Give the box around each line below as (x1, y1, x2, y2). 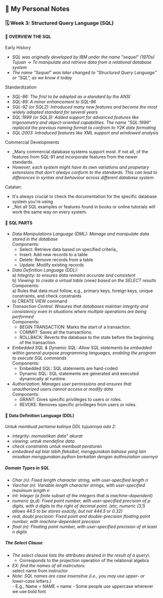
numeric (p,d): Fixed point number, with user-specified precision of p (12, 498, 151, 504)
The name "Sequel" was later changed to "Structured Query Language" (12, 69, 157, 75)
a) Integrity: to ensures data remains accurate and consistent (12, 272, 136, 278)
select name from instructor (12, 568, 68, 574)
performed (12, 314, 34, 319)
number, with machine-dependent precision (12, 518, 101, 524)
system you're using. (12, 198, 54, 205)
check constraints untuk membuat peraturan (12, 443, 102, 449)
